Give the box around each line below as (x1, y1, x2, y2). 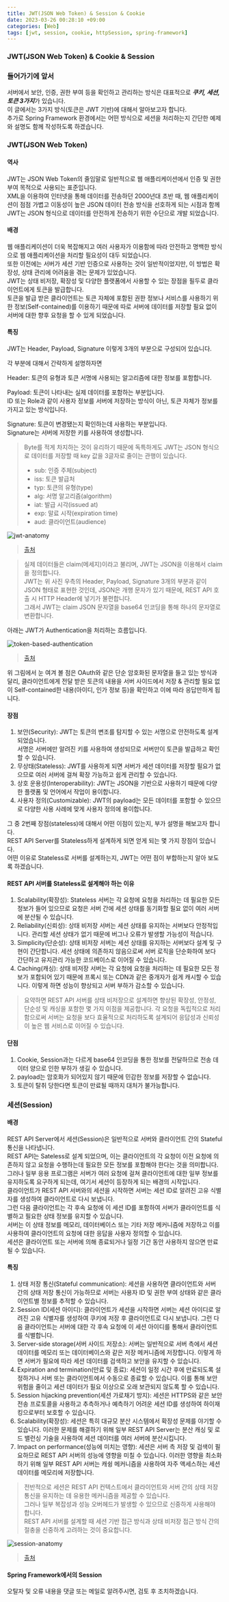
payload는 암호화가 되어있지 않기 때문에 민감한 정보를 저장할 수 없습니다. (16, 1073, 211, 1081)
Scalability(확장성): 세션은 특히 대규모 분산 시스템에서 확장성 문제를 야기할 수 (16, 1417, 222, 1425)
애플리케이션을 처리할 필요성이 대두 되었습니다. (27, 251, 152, 259)
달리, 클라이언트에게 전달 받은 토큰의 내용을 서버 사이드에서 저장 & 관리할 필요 (7, 677, 213, 685)
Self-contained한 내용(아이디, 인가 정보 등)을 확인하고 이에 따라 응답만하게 (14, 686, 213, 693)
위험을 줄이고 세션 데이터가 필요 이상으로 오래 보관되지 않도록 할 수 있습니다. (16, 1383, 220, 1391)
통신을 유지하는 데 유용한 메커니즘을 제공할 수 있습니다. (23, 1491, 170, 1499)
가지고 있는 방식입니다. (7, 405, 68, 414)
